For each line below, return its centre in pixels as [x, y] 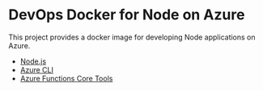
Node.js [33, 61]
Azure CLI [37, 69]
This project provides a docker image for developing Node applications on [132, 37]
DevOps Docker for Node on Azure [127, 15]
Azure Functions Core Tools [66, 78]
